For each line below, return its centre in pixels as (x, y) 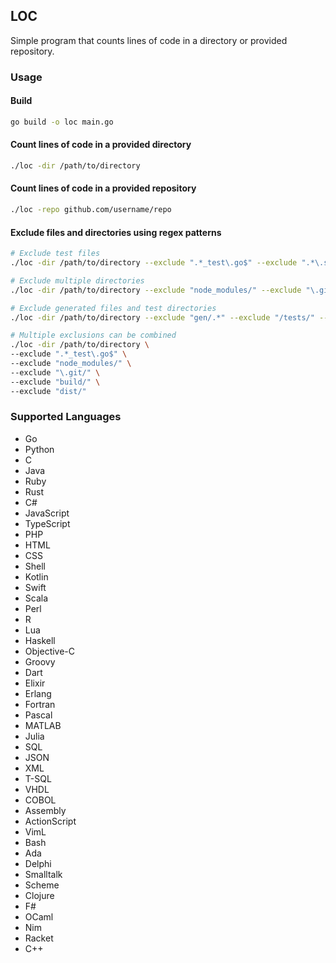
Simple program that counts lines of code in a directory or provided (149, 40)
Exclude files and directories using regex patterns (116, 232)
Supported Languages (66, 417)
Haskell (40, 640)
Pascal (38, 715)
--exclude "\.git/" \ (55, 372)
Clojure (39, 895)
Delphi (38, 863)
